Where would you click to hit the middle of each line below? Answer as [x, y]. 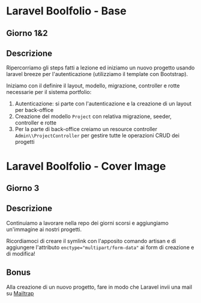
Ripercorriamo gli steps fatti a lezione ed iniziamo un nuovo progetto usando [100, 68]
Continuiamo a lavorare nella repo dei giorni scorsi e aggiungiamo [88, 223]
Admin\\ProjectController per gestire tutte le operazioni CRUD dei [97, 135]
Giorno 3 [23, 188]
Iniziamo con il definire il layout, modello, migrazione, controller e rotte [93, 86]
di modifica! [21, 253]
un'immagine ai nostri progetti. [44, 229]
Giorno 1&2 [27, 33]
